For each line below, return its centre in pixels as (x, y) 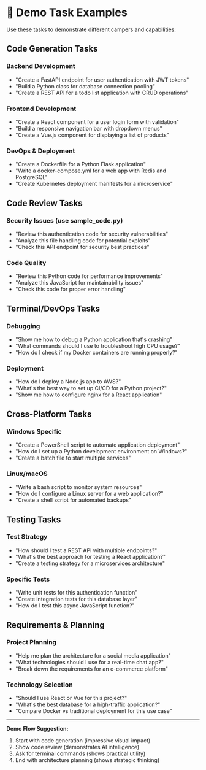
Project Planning (32, 642)
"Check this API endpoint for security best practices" (82, 247)
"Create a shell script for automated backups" (73, 500)
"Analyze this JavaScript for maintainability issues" (79, 283)
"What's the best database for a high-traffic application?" (88, 704)
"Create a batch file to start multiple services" (73, 458)
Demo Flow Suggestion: (37, 729)
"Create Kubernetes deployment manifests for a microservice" (94, 184)
